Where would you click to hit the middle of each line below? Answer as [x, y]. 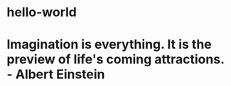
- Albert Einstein [56, 74]
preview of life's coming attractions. [116, 60]
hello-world [42, 12]
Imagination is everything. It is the [109, 45]
